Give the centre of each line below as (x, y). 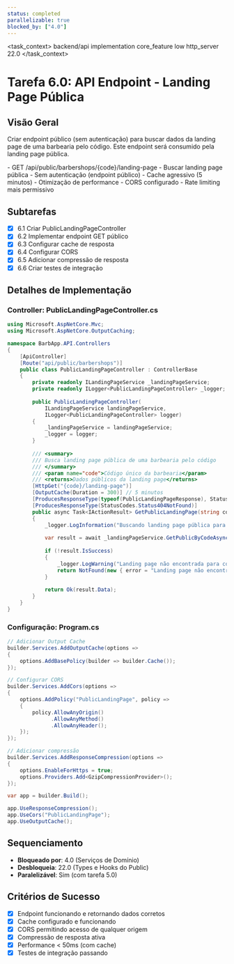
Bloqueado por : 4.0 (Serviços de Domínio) (78, 860)
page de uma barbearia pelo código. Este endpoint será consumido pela (111, 146)
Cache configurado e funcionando (67, 921)
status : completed (34, 14)
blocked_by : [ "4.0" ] (37, 26)
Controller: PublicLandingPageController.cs (83, 309)
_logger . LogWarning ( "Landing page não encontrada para (138, 564)
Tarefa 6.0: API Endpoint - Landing (109, 82)
